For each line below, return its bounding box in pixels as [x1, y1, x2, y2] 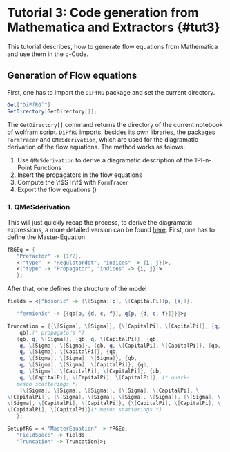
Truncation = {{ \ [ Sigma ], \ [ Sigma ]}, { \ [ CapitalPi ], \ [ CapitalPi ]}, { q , [7, 323, 221, 330]
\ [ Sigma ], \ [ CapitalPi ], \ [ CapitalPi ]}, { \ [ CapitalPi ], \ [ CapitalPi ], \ [7, 399, 221, 407]
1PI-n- [194, 156, 212, 164]
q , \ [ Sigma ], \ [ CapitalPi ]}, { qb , [19, 348, 119, 355]
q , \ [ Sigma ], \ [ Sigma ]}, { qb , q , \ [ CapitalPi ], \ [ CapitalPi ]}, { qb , [19, 342, 221, 349]
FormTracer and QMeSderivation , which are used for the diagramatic [7, 135, 199, 143]
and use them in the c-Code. [7, 50, 89, 58]
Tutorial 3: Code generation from [7, 5, 199, 21]
